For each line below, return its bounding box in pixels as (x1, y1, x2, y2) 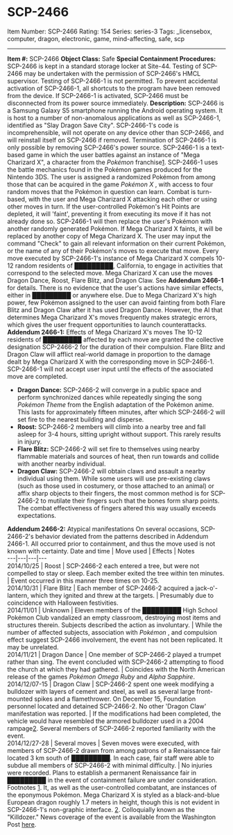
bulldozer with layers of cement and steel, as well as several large (7, 687, 196, 695)
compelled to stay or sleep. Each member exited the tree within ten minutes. (7, 569, 225, 577)
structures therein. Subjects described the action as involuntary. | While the (7, 620, 223, 629)
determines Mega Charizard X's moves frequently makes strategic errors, (7, 313, 218, 321)
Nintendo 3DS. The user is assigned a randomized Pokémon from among (7, 172, 216, 181)
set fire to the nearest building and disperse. (17, 415, 144, 423)
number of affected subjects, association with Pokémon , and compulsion (7, 628, 217, 636)
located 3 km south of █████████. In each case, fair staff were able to (7, 754, 215, 762)
